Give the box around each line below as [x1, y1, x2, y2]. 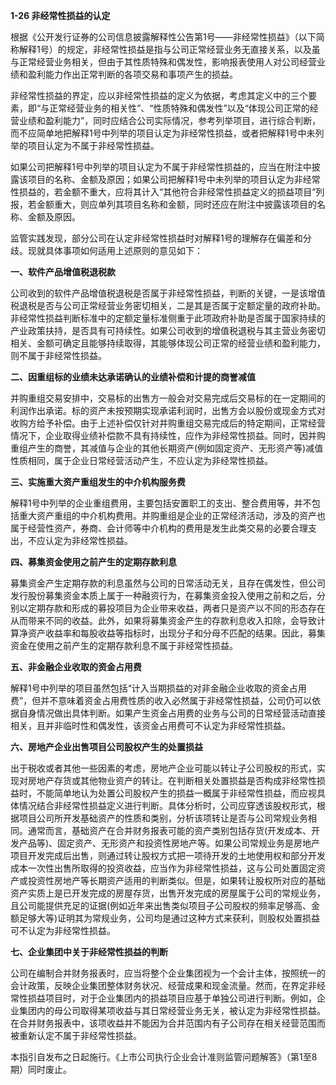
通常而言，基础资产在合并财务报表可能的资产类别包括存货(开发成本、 [27, 825, 312, 836]
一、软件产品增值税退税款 [10, 266, 116, 278]
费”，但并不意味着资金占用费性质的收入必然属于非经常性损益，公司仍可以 [10, 695, 313, 706]
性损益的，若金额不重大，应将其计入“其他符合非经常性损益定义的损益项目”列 [10, 186, 325, 198]
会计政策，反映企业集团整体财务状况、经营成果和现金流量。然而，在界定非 [10, 980, 317, 991]
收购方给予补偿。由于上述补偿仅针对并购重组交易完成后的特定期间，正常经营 [10, 417, 326, 429]
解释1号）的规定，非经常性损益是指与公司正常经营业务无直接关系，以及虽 [18, 44, 321, 55]
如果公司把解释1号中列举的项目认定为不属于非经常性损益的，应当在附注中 [10, 161, 312, 173]
